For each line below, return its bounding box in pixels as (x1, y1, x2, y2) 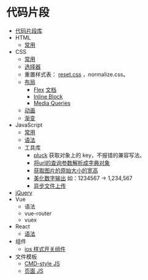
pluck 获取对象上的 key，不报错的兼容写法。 (33, 151, 146, 159)
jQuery (15, 189, 32, 196)
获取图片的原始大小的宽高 (33, 167, 98, 174)
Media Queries (33, 99, 71, 107)
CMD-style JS (24, 260, 60, 267)
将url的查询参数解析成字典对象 (33, 159, 110, 166)
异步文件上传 (33, 182, 66, 189)
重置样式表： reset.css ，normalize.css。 (24, 70, 129, 78)
